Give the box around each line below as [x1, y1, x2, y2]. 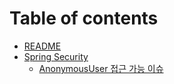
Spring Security [23, 50, 89, 62]
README [23, 40, 62, 52]
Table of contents [9, 7, 159, 30]
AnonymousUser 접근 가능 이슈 [38, 62, 164, 74]
